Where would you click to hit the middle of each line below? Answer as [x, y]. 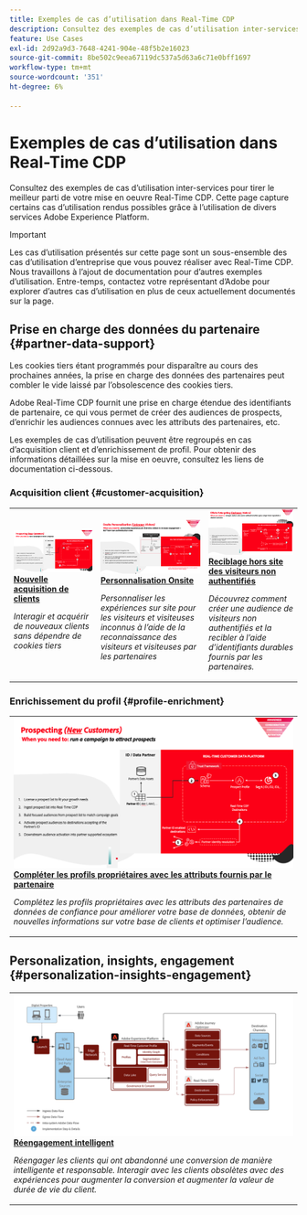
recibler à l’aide [238, 638]
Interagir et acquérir [51, 616]
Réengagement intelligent [64, 1143]
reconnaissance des [138, 637]
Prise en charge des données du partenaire [135, 329]
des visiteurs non [243, 571]
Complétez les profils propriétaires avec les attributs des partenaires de [148, 902]
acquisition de [41, 589]
